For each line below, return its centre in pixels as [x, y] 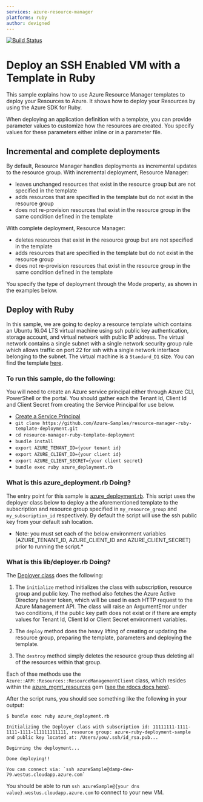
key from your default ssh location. [50, 522]
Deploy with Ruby [40, 309]
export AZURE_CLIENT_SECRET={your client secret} [79, 461]
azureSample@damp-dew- [105, 769]
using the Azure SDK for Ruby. [44, 107]
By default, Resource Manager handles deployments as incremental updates [101, 166]
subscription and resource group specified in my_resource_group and [92, 509]
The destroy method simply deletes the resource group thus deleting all [104, 656]
